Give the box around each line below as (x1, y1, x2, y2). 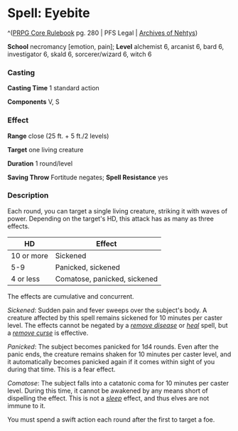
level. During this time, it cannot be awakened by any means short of (7, 386, 208, 395)
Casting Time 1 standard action (7, 84, 99, 92)
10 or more (11, 250, 48, 260)
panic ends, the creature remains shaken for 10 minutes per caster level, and (7, 350, 232, 358)
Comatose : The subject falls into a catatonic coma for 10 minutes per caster (7, 378, 229, 387)
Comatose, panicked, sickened (55, 274, 158, 284)
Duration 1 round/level (7, 159, 73, 168)
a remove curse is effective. (7, 329, 89, 337)
